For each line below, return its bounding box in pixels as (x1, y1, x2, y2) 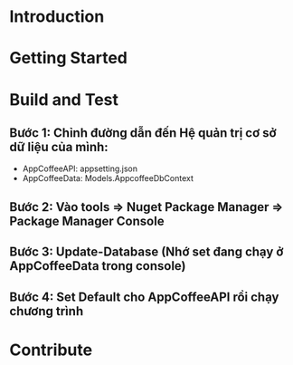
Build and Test (9, 89, 119, 110)
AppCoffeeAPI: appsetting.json (22, 163, 138, 174)
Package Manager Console (9, 213, 165, 228)
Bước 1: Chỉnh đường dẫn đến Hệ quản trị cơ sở (9, 125, 278, 140)
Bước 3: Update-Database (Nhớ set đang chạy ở (9, 245, 284, 260)
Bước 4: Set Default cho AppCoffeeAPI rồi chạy (9, 289, 279, 304)
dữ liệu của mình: (9, 139, 109, 155)
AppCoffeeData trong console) (9, 258, 187, 274)
